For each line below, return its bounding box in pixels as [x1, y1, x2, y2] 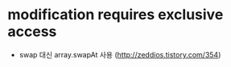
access [7, 22, 57, 41]
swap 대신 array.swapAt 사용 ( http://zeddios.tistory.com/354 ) [19, 49, 221, 59]
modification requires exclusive [7, 6, 224, 24]
